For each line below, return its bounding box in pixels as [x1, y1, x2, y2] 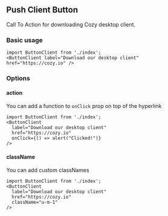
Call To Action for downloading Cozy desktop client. [6, 21, 136, 28]
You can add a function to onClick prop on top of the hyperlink [6, 103, 162, 110]
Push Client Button [6, 5, 79, 15]
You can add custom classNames [6, 167, 89, 174]
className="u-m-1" [11, 199, 59, 206]
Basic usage [6, 36, 44, 44]
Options [6, 74, 30, 83]
